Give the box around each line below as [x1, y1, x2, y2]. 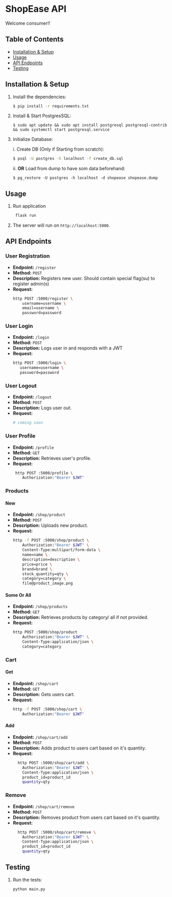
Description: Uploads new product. [12, 522, 88, 528]
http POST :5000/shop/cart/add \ [17, 760, 89, 765]
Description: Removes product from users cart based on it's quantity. [12, 814, 161, 820]
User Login [5, 322, 33, 329]
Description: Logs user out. [12, 405, 72, 411]
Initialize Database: [12, 136, 53, 142]
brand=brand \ [22, 566, 52, 572]
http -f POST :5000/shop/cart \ [12, 707, 82, 712]
